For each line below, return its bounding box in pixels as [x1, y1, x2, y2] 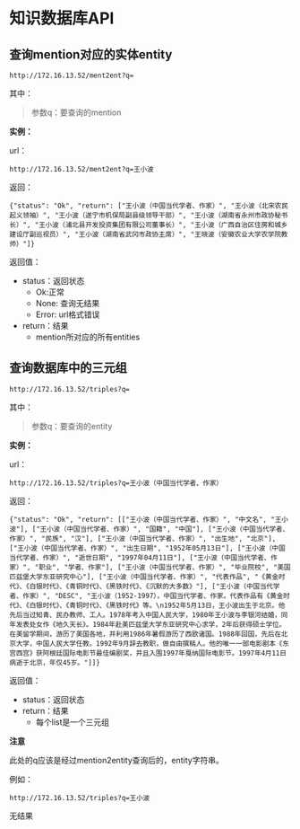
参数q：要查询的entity [30, 420, 113, 431]
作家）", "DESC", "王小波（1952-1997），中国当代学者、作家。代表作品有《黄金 [21, 591, 284, 600]
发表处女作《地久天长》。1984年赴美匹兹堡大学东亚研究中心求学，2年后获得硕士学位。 [15, 620, 287, 629]
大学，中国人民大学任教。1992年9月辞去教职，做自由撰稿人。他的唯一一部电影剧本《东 [15, 639, 289, 648]
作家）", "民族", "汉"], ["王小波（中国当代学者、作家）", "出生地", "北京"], [9, 534, 277, 543]
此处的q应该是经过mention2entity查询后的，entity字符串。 [9, 754, 224, 765]
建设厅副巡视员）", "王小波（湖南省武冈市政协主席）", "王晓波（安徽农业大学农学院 [9, 230, 282, 239]
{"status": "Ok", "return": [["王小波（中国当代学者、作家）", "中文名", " [9, 515, 276, 524]
